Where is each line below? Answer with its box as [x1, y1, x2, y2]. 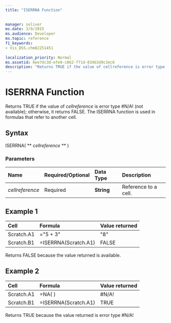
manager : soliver [5, 21, 42, 27]
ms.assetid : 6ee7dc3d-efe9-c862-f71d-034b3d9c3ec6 [5, 60, 115, 65]
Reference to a [122, 183, 157, 190]
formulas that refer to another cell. [5, 114, 77, 120]
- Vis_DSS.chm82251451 [5, 45, 53, 51]
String [94, 187, 110, 194]
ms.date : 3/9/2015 [5, 27, 44, 32]
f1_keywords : [5, 41, 33, 46]
